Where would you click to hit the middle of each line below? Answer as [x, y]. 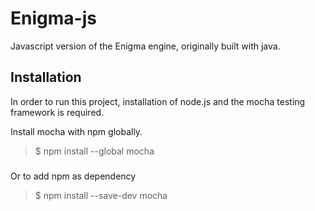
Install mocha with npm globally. [76, 131]
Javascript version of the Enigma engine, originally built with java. [145, 46]
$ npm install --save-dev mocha [101, 196]
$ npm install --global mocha [94, 151]
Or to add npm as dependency [73, 176]
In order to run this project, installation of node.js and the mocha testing [158, 101]
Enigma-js [53, 18]
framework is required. [57, 112]
